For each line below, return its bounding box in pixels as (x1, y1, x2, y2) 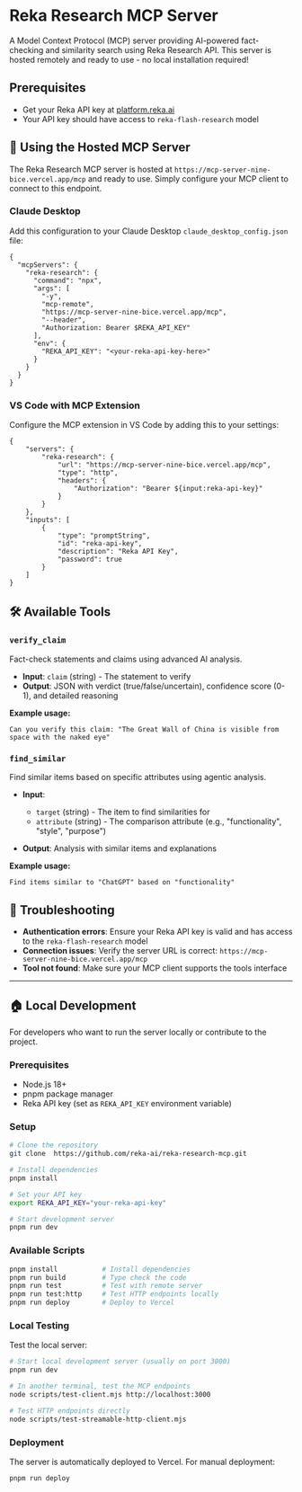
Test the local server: (9, 1340, 88, 1351)
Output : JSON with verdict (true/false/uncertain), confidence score (22, 680, 272, 691)
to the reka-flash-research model (22, 936, 148, 946)
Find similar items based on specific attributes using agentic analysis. (9, 772, 267, 783)
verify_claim (9, 635, 67, 645)
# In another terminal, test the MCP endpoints (9, 1381, 191, 1391)
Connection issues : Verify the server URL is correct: (22, 945, 218, 955)
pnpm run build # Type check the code (9, 1273, 187, 1282)
